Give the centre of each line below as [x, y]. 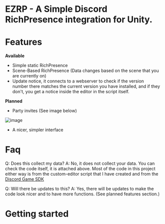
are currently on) [29, 76]
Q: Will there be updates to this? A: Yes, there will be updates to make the [80, 189]
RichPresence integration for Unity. [79, 19]
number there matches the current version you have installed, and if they [86, 86]
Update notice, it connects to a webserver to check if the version [78, 81]
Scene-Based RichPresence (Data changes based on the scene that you [85, 71]
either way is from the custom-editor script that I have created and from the [82, 174]
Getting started [37, 214]
